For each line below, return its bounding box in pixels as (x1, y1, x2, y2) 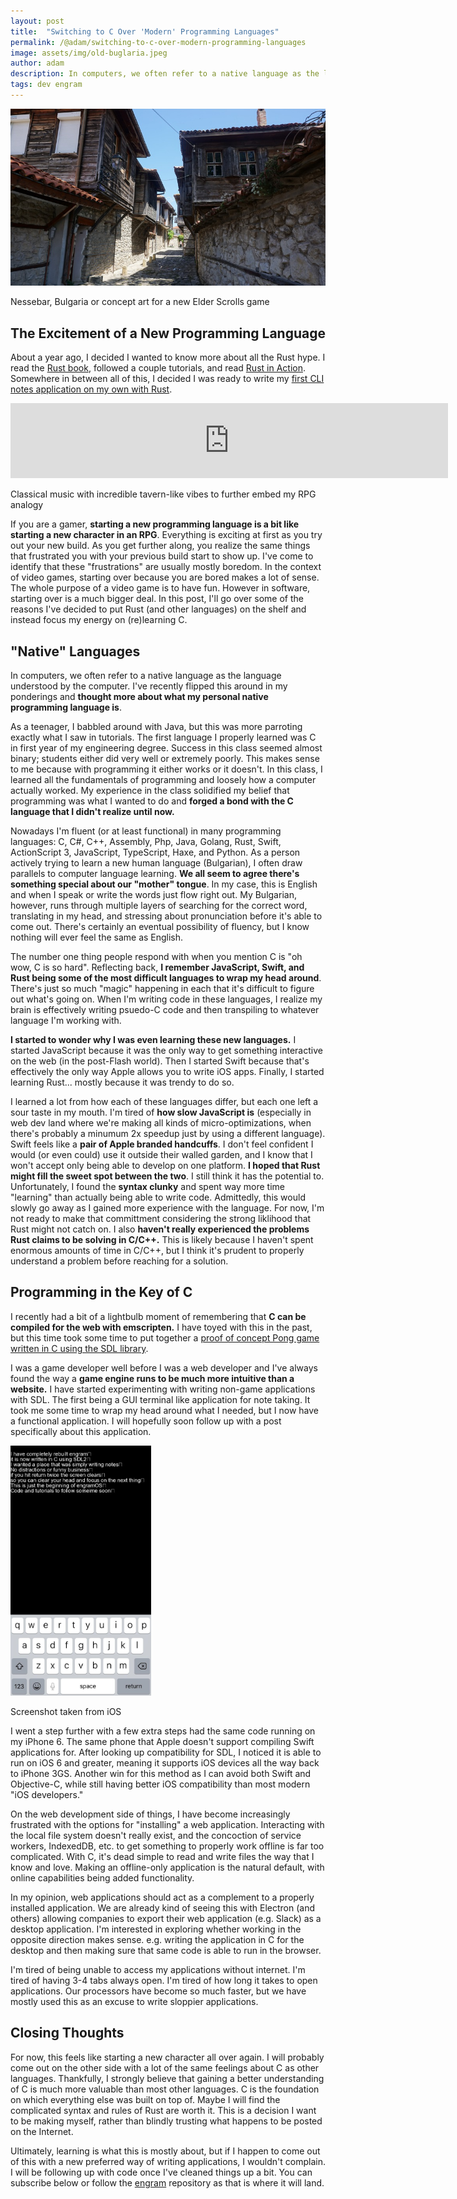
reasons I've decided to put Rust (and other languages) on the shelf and (10, 603, 307, 615)
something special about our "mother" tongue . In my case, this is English (10, 878, 318, 890)
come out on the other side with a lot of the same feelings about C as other (10, 2061, 320, 2074)
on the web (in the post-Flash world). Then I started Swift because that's (10, 1055, 310, 1067)
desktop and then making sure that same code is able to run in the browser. (10, 1944, 322, 1956)
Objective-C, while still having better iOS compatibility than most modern (10, 1778, 311, 1790)
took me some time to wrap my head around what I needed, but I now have (10, 1404, 319, 1416)
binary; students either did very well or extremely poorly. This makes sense (10, 753, 320, 764)
